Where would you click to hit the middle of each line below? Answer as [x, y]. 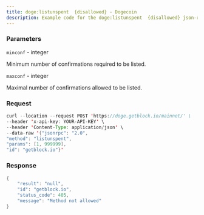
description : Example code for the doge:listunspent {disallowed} [93, 18]
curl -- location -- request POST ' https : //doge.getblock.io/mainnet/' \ [99, 116]
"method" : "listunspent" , [39, 139]
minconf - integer [27, 52]
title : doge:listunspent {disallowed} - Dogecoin [72, 12]
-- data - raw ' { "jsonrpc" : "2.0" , [47, 133]
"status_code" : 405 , [43, 196]
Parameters [24, 39]
